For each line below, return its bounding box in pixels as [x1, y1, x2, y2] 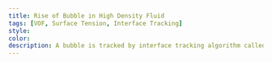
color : [8, 34, 31, 43]
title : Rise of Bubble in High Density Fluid [8, 11, 164, 20]
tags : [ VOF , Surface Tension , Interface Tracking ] [8, 19, 183, 27]
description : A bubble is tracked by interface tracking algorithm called [8, 42, 266, 50]
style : [8, 27, 31, 35]
